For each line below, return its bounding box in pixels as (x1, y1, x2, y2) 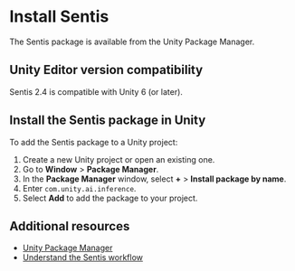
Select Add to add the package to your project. (22, 192, 198, 203)
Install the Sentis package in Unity (9, 113, 206, 128)
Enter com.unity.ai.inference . (22, 182, 137, 193)
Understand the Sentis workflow (22, 252, 143, 263)
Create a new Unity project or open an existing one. (22, 154, 215, 164)
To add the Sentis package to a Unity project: (9, 136, 178, 147)
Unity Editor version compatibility (9, 62, 204, 78)
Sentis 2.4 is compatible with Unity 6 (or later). (9, 86, 184, 97)
